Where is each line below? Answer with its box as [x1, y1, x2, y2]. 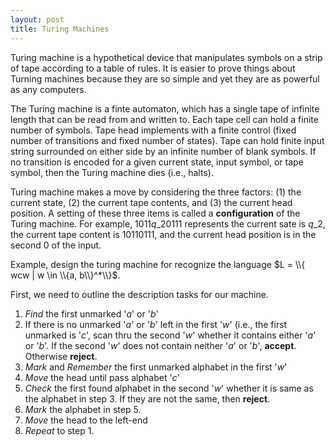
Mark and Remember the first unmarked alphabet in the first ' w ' [24, 361, 288, 373]
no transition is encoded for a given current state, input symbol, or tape [10, 156, 304, 168]
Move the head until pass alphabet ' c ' [24, 371, 180, 383]
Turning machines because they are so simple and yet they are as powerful [10, 72, 320, 85]
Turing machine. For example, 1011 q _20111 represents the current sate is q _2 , [10, 217, 326, 230]
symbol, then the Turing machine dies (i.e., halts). [10, 166, 214, 178]
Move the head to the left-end [24, 414, 148, 426]
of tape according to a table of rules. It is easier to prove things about [10, 62, 296, 74]
